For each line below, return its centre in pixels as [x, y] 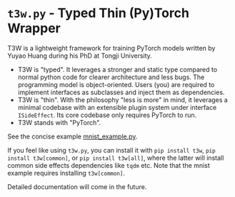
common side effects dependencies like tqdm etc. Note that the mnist [109, 165]
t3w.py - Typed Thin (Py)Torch [98, 13]
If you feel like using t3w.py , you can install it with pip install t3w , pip [111, 150]
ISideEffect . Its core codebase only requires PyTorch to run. [107, 115]
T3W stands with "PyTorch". [59, 122]
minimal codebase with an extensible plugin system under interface [117, 107]
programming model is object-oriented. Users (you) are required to [116, 84]
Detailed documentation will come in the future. [77, 186]
